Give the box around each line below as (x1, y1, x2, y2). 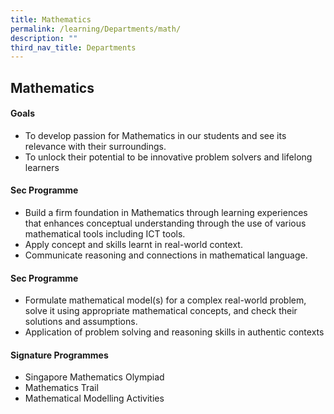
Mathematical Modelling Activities (24, 392, 165, 405)
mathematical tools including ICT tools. (24, 228, 186, 240)
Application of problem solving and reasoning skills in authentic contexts (24, 326, 325, 338)
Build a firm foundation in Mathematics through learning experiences (24, 207, 308, 219)
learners (24, 161, 60, 173)
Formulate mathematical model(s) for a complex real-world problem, (24, 294, 307, 306)
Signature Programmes (10, 349, 109, 361)
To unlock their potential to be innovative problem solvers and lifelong (24, 151, 313, 163)
